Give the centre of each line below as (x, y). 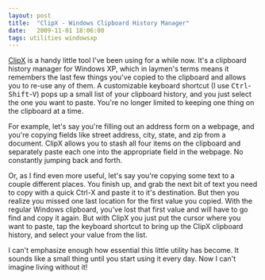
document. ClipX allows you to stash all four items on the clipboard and (125, 143)
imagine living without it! (48, 267)
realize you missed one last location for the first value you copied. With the (130, 201)
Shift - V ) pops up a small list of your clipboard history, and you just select (130, 94)
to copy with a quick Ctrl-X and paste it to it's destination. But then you (124, 192)
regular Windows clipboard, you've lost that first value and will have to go (128, 210)
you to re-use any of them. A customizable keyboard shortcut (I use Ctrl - (130, 86)
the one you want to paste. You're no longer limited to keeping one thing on (131, 103)
